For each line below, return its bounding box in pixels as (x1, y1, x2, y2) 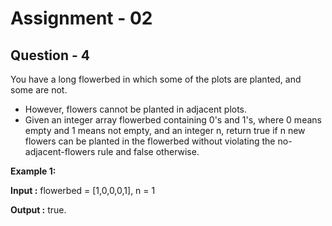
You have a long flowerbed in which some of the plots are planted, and (10, 73, 302, 85)
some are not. (10, 84, 68, 96)
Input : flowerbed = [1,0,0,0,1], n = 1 (10, 185, 156, 196)
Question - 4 (10, 47, 90, 64)
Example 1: (10, 165, 57, 177)
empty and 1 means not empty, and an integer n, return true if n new (24, 125, 306, 136)
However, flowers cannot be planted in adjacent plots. (24, 103, 248, 115)
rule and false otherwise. (97, 146, 200, 157)
